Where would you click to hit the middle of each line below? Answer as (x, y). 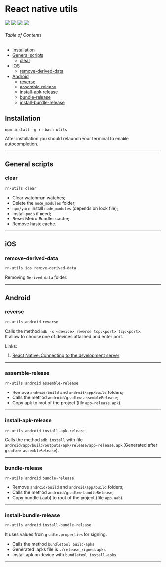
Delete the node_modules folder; (44, 203)
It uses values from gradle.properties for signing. (56, 534)
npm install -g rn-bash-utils (36, 130)
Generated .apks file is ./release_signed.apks (59, 549)
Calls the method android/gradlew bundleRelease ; (63, 492)
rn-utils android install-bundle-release (48, 525)
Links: (11, 346)
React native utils (41, 9)
